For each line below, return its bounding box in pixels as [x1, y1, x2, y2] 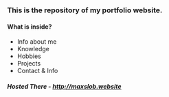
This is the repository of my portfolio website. [7, 5, 163, 15]
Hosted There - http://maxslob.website [7, 82, 122, 90]
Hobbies [16, 52, 41, 60]
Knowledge [16, 45, 49, 53]
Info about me [16, 38, 57, 46]
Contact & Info [16, 67, 58, 75]
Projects [16, 59, 41, 68]
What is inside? [7, 23, 52, 31]
